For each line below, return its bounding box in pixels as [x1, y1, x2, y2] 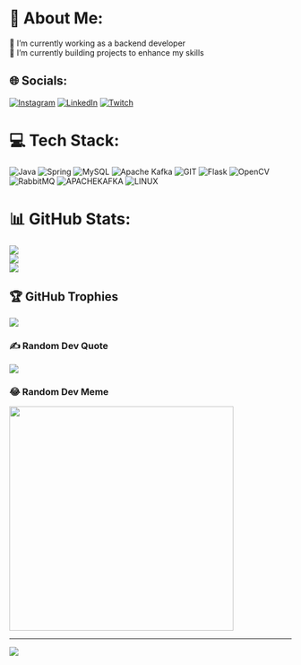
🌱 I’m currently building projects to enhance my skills [9, 47, 204, 57]
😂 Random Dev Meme [9, 385, 109, 398]
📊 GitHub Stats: [9, 208, 132, 229]
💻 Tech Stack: [9, 130, 120, 151]
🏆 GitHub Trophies [9, 289, 119, 304]
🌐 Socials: [9, 74, 68, 89]
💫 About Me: [9, 8, 104, 29]
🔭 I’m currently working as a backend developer [9, 38, 186, 48]
